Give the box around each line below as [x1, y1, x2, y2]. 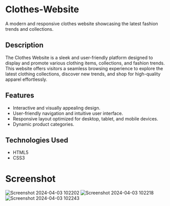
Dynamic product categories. [12, 121, 74, 127]
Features [5, 91, 34, 100]
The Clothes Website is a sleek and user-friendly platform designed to [5, 54, 153, 60]
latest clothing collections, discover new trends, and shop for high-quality [5, 71, 161, 77]
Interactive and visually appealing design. [12, 105, 101, 111]
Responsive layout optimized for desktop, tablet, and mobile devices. [12, 115, 159, 121]
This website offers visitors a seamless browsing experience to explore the [5, 65, 163, 71]
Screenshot [5, 173, 56, 184]
